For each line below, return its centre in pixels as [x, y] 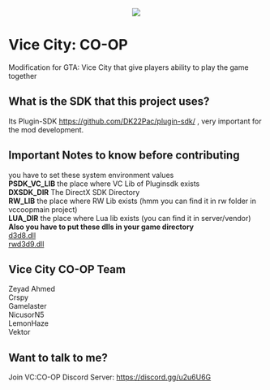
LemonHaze [28, 323]
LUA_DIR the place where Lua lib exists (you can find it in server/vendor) [130, 218]
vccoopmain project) [43, 209]
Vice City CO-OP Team [67, 269]
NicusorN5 [26, 315]
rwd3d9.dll [26, 244]
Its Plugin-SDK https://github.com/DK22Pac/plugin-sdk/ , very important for [135, 121]
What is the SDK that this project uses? [109, 102]
